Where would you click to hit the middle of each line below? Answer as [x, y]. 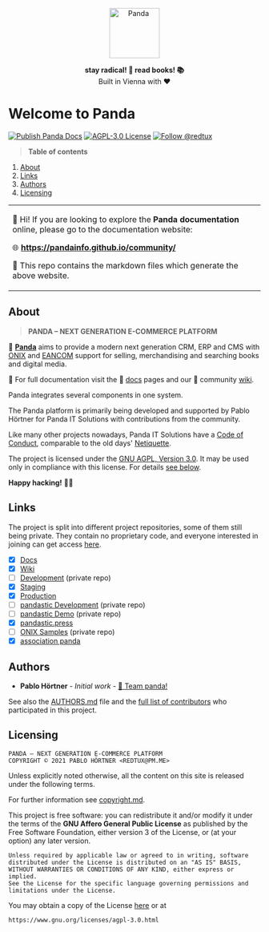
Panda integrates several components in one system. [96, 395]
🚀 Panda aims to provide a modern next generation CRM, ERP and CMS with [134, 347]
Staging [33, 587]
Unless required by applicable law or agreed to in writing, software [128, 855]
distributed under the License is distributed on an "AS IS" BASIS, [125, 862]
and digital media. [38, 364]
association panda [50, 641]
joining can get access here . [55, 544]
